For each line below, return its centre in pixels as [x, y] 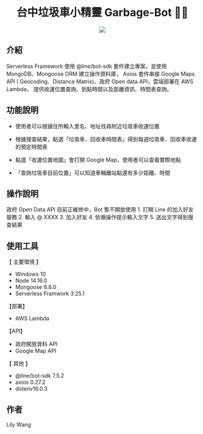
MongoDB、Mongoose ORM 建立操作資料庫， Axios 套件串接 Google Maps [101, 73]
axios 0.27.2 [30, 382]
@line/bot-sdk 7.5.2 [40, 376]
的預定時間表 [31, 147]
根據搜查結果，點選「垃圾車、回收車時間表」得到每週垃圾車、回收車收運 [106, 139]
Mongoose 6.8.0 [36, 287]
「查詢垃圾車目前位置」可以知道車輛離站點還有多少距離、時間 [93, 172]
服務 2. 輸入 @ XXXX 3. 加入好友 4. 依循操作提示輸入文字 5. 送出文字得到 [97, 217]
